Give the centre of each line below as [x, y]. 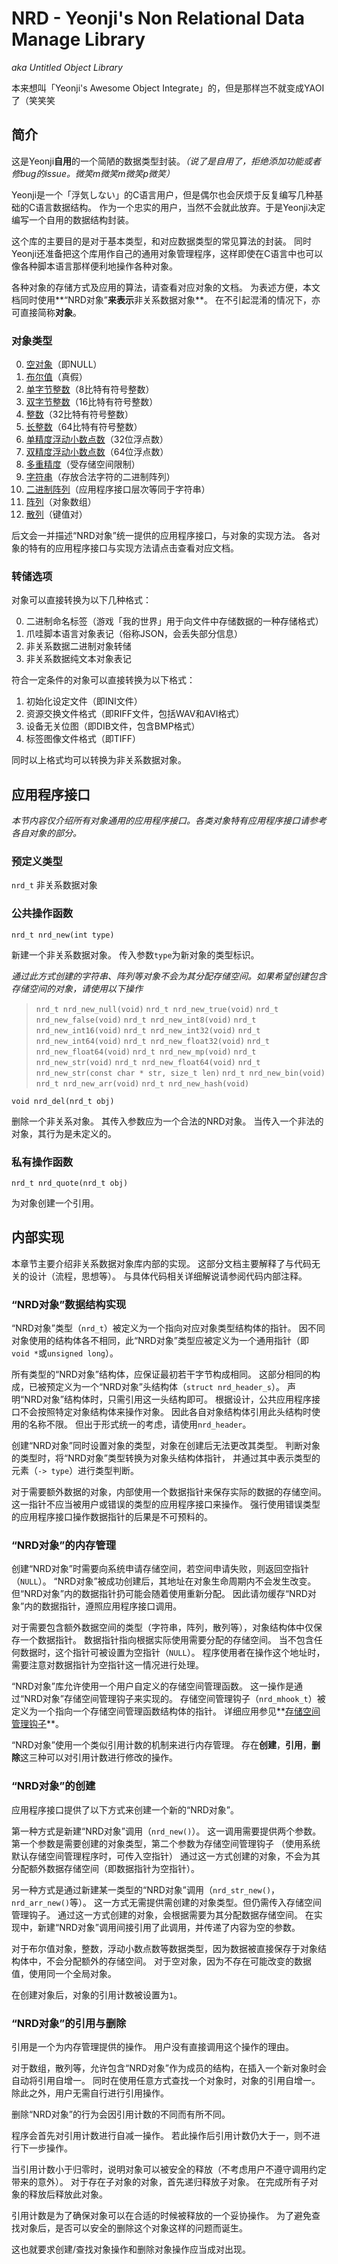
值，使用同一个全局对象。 [64, 1973]
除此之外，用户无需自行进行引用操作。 [90, 2093]
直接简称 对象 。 [50, 312]
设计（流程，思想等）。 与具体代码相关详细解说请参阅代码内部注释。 [168, 1276]
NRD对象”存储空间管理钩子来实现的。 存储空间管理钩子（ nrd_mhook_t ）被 [175, 1699]
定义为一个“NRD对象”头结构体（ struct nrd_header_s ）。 [170, 1387]
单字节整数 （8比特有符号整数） [90, 389]
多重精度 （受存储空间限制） [83, 464]
